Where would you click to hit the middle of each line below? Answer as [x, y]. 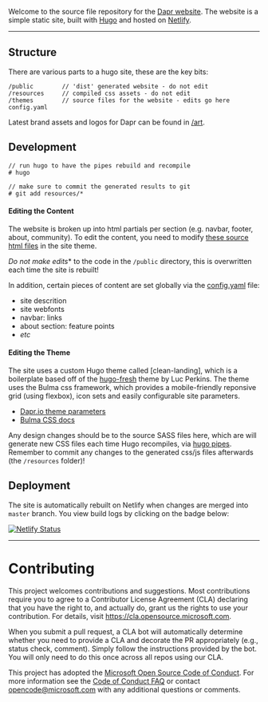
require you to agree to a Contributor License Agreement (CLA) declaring [128, 599]
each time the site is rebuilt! [54, 270]
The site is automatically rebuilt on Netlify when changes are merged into [128, 505]
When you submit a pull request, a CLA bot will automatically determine [126, 631]
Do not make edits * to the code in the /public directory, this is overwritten [130, 261]
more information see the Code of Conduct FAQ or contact [104, 680]
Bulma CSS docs [47, 420]
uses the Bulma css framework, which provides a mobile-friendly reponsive [132, 388]
